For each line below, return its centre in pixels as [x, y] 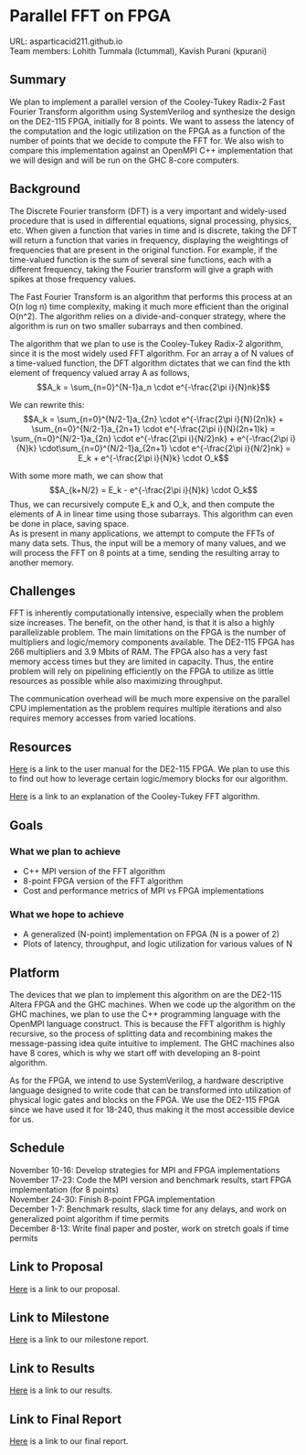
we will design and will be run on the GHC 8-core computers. [124, 160]
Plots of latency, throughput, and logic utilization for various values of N [157, 944]
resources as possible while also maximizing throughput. [116, 681]
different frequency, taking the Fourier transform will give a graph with [142, 269]
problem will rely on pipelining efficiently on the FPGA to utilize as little [142, 671]
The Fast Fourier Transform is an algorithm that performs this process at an [151, 296]
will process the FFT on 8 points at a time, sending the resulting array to [145, 552]
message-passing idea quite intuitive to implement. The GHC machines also [152, 1043]
